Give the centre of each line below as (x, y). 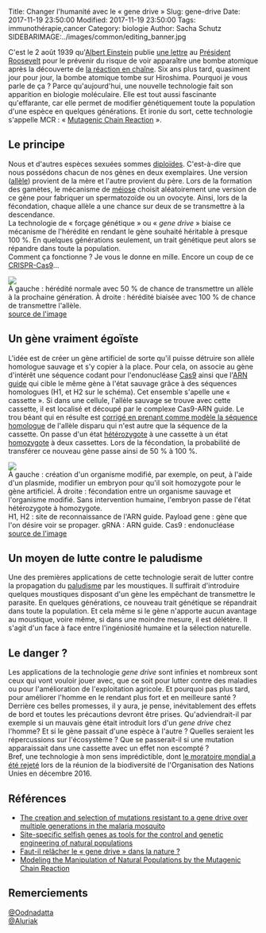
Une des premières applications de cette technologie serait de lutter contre (131, 577)
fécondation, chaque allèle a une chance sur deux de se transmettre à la (126, 206)
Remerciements (48, 893)
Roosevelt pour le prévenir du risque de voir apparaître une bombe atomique (133, 60)
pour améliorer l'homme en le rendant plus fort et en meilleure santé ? (122, 698)
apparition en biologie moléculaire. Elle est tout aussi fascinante (112, 94)
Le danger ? (38, 653)
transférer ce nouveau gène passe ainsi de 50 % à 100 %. (103, 451)
